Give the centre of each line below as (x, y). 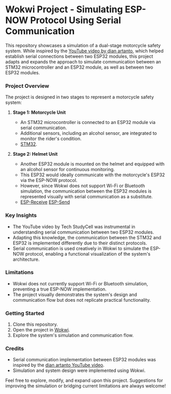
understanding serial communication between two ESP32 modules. (83, 232)
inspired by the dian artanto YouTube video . (58, 365)
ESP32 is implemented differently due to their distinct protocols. (80, 243)
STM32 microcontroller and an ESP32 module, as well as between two (79, 67)
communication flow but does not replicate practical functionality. (82, 300)
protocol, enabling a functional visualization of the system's (88, 254)
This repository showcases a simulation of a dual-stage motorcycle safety (83, 45)
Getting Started (25, 313)
